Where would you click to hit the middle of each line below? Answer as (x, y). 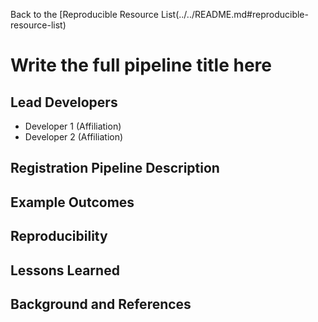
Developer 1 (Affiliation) (73, 126)
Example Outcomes (72, 202)
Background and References (101, 304)
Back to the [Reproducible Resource (84, 14)
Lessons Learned (65, 270)
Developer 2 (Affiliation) (74, 137)
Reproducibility (59, 236)
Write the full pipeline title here (141, 65)
